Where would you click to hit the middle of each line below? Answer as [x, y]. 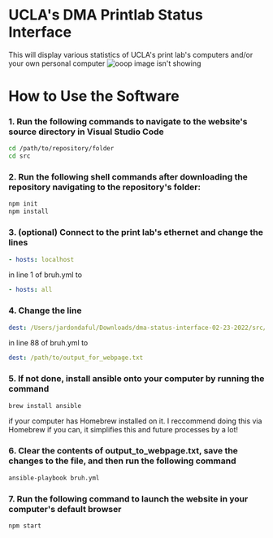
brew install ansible [45, 406]
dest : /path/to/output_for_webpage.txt [76, 358]
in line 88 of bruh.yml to [48, 343]
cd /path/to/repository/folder [61, 149]
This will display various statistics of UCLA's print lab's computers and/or [131, 54]
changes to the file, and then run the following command [123, 461]
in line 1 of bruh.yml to [45, 275]
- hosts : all [30, 290]
